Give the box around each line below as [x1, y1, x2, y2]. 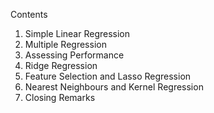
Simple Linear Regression [24, 28, 131, 39]
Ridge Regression [24, 60, 98, 71]
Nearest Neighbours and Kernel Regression [24, 81, 204, 93]
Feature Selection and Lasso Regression [24, 70, 192, 82]
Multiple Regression [24, 39, 107, 50]
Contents [10, 9, 48, 20]
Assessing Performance [24, 49, 125, 61]
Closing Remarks [24, 92, 96, 103]
